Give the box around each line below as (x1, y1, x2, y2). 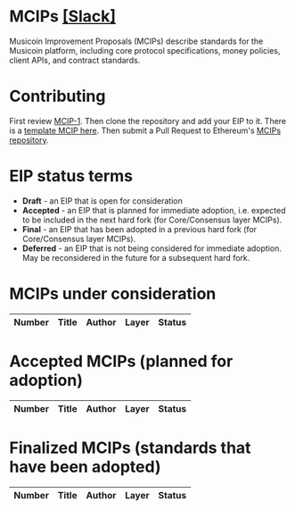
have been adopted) (9, 456, 161, 477)
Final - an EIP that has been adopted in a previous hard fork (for (21, 223, 257, 234)
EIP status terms (9, 166, 134, 187)
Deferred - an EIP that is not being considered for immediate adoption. (21, 243, 283, 254)
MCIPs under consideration (9, 284, 217, 304)
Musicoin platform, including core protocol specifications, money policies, (9, 45, 281, 55)
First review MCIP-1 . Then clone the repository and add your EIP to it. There (9, 115, 287, 126)
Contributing (9, 87, 106, 106)
